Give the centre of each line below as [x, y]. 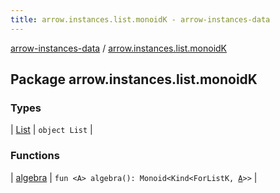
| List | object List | [51, 130]
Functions [35, 156]
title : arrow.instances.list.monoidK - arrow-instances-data [140, 19]
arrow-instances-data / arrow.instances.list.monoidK [119, 48]
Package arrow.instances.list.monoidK [134, 79]
